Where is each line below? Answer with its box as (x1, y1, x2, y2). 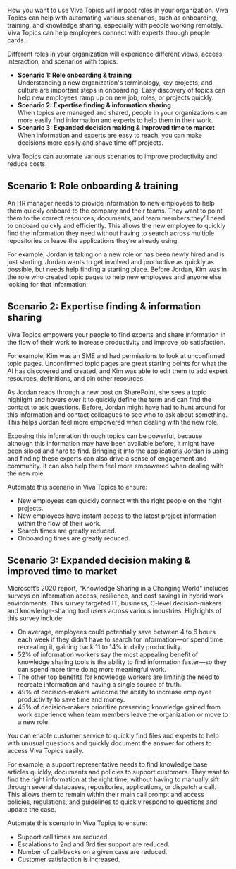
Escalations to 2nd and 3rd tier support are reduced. (17, 840, 170, 849)
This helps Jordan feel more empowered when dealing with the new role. (7, 418, 219, 426)
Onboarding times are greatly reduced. (17, 533, 130, 543)
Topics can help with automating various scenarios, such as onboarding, (7, 13, 218, 22)
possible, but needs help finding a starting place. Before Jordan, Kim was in (7, 265, 228, 273)
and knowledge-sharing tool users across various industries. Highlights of (7, 607, 222, 615)
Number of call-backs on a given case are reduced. (17, 848, 168, 856)
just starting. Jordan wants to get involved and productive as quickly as (7, 257, 215, 266)
